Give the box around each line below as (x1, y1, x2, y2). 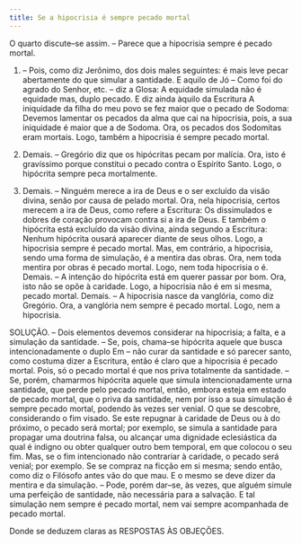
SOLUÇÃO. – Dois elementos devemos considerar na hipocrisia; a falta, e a (9, 327, 286, 338)
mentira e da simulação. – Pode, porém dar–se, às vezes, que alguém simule (9, 479, 292, 490)
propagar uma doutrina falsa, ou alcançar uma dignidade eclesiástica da (9, 432, 277, 443)
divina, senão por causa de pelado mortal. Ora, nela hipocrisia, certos (22, 195, 280, 206)
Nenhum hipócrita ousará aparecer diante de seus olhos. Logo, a (22, 233, 263, 243)
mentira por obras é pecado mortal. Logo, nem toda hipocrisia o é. (22, 261, 269, 272)
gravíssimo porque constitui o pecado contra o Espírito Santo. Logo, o (22, 158, 282, 169)
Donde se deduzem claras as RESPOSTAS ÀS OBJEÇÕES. (9, 525, 225, 536)
